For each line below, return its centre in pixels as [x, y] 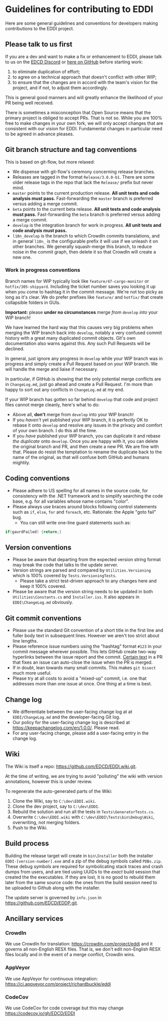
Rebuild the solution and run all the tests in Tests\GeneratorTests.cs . [83, 812]
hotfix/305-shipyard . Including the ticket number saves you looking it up [80, 286]
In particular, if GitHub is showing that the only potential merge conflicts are [83, 379]
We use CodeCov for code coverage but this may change [64, 1008]
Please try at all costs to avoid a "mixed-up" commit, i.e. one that [79, 678]
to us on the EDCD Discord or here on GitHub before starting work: [74, 62]
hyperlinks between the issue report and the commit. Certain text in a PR [88, 657]
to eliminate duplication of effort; [46, 71]
